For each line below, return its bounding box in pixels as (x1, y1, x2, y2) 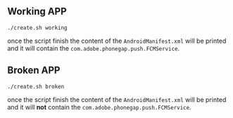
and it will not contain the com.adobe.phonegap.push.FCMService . (7, 103, 191, 111)
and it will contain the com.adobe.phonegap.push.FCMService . (7, 44, 180, 52)
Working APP (7, 6, 67, 18)
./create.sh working (7, 24, 68, 31)
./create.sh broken (7, 83, 65, 90)
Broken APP (7, 65, 61, 77)
